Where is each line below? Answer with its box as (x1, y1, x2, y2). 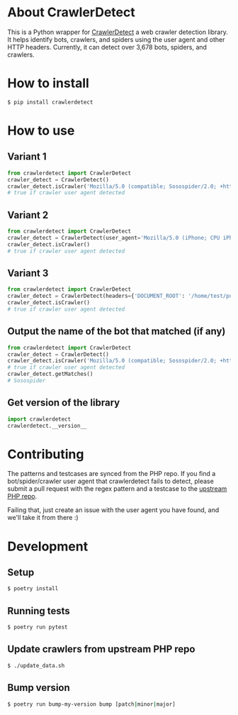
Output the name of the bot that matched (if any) (7, 326, 226, 338)
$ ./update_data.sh (7, 662, 65, 669)
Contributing (7, 446, 84, 462)
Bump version (7, 682, 71, 694)
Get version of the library (7, 397, 120, 409)
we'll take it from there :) (7, 514, 79, 522)
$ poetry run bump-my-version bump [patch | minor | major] (7, 700, 176, 708)
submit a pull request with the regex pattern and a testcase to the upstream (7, 484, 227, 493)
